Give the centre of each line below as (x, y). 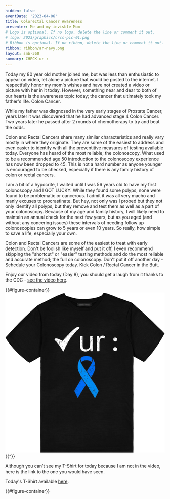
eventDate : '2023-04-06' (31, 16)
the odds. (15, 127)
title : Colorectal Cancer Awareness (44, 21)
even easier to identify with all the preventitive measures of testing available (84, 148)
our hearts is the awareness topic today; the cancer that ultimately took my (83, 96)
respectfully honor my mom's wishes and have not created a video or (78, 85)
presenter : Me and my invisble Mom (43, 27)
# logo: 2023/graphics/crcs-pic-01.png (47, 38)
